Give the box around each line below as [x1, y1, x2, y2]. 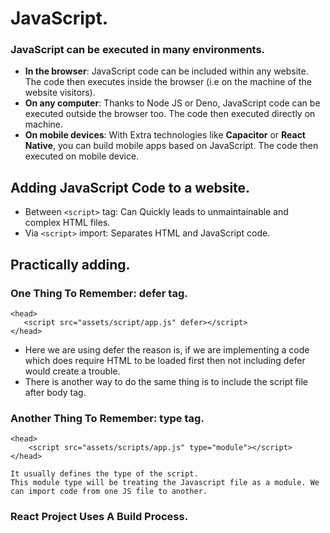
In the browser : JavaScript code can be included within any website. [24, 65, 309, 77]
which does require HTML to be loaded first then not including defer [24, 354, 306, 366]
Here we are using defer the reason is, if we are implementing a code [24, 343, 310, 356]
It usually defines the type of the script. [10, 469, 199, 479]
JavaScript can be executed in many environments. [10, 43, 266, 57]
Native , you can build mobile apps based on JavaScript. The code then [24, 140, 319, 152]
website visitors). [24, 87, 96, 99]
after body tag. [24, 386, 87, 398]
